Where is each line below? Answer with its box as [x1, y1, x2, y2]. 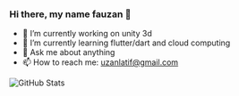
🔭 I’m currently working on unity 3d [21, 28, 152, 39]
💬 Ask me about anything [21, 47, 115, 58]
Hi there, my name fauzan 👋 [9, 8, 132, 20]
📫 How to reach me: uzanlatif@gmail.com [21, 57, 179, 68]
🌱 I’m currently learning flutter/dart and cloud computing [21, 37, 231, 48]
